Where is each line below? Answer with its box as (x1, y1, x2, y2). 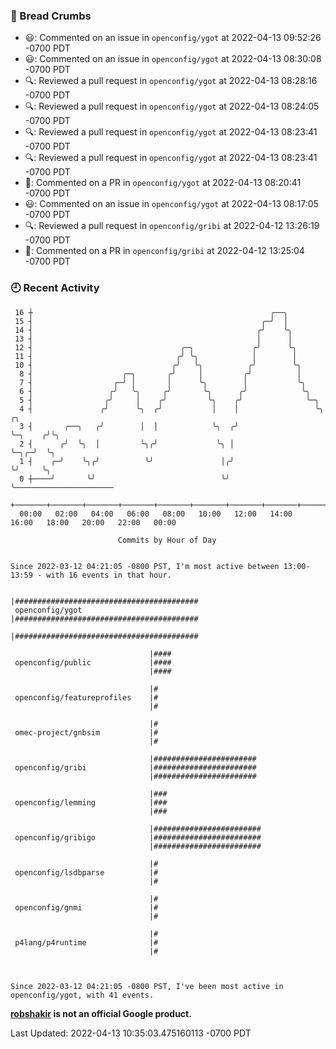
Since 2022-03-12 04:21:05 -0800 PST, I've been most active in (10, 981, 284, 991)
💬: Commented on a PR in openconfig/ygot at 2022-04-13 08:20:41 (24, 177, 302, 189)
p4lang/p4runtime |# (14, 937, 159, 948)
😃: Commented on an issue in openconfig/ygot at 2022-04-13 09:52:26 (24, 32, 322, 44)
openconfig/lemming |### (14, 797, 168, 808)
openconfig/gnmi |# (14, 902, 159, 913)
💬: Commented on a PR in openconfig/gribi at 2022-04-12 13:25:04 (24, 245, 305, 257)
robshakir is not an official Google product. (10, 1007, 192, 1019)
